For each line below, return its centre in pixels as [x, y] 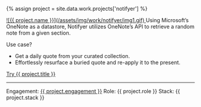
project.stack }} [25, 97]
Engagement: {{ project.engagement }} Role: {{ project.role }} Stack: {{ [93, 91]
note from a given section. [38, 33]
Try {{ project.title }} [31, 74]
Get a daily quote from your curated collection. [72, 56]
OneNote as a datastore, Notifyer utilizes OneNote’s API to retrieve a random [100, 27]
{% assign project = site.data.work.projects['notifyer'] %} [77, 9]
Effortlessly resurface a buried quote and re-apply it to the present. [98, 62]
